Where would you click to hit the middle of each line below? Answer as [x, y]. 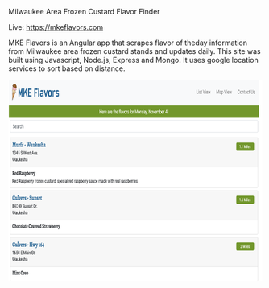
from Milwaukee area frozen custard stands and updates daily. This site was [134, 51]
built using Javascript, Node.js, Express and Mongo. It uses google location [134, 60]
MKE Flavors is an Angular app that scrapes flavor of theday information [128, 43]
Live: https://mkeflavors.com [56, 27]
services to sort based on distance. [67, 68]
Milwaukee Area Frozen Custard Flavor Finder [84, 12]
